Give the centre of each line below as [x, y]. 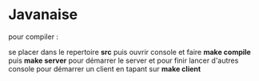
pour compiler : [33, 37]
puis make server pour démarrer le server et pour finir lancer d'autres [124, 60]
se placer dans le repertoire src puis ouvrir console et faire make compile [130, 52]
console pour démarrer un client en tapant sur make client [105, 68]
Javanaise [43, 15]
